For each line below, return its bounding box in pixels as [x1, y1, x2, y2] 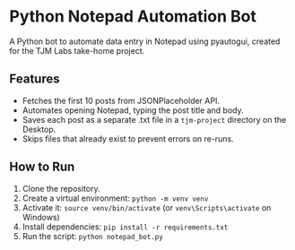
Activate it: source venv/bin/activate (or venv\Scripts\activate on [22, 202, 272, 212]
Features [9, 72, 60, 87]
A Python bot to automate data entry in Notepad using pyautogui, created [9, 36, 281, 47]
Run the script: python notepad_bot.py [22, 230, 163, 241]
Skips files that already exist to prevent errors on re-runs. [22, 133, 235, 144]
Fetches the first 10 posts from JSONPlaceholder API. [22, 95, 220, 106]
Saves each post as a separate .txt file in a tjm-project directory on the [22, 114, 287, 125]
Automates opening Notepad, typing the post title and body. [22, 105, 244, 116]
